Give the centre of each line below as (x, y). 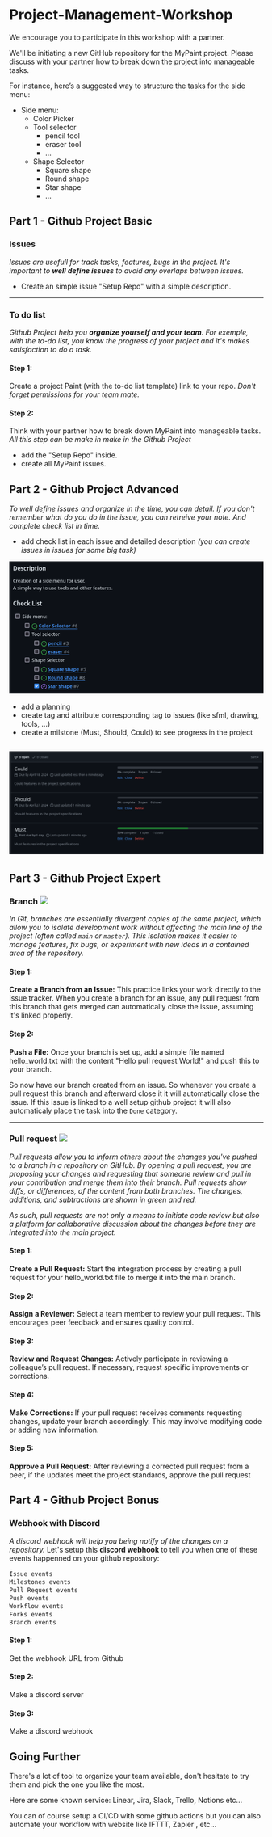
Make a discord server (46, 1694)
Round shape (67, 179)
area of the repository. (46, 953)
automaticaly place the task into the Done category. (94, 1110)
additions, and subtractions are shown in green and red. (103, 1199)
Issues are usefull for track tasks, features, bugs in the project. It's (120, 262)
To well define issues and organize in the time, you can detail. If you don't (132, 509)
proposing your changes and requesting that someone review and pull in (130, 1173)
